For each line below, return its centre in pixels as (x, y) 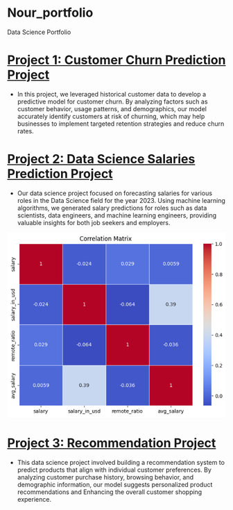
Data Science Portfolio (39, 32)
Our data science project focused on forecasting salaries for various (115, 193)
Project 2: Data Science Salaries (101, 159)
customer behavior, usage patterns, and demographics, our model (112, 108)
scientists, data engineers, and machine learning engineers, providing (117, 215)
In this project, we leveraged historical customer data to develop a (112, 94)
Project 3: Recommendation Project (112, 443)
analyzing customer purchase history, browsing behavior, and (105, 477)
